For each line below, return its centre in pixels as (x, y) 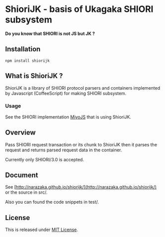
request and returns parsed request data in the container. (64, 150)
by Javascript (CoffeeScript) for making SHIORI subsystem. (66, 93)
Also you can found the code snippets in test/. (52, 202)
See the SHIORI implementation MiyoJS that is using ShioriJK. (68, 117)
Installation (23, 49)
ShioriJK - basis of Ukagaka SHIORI (79, 9)
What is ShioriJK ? (34, 76)
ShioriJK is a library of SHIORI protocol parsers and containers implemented (82, 88)
